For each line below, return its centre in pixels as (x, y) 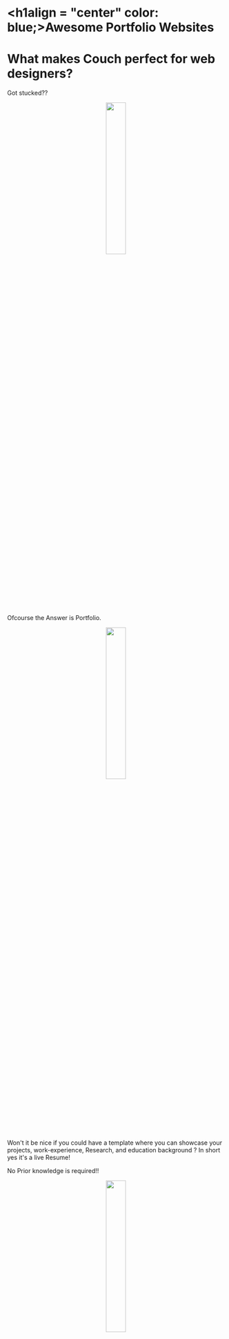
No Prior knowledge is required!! (53, 1171)
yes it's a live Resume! (39, 1158)
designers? (40, 74)
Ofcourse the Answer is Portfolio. (54, 618)
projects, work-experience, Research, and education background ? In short (114, 1150)
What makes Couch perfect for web (111, 59)
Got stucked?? (28, 93)
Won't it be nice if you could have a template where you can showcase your (115, 1143)
